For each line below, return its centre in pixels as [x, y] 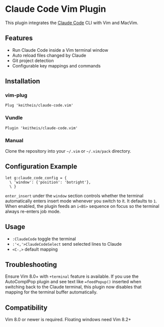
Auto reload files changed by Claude [49, 55]
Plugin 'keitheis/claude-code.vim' [41, 128]
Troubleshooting [31, 265]
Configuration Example [41, 167]
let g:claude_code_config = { [36, 178]
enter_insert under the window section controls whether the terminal [74, 196]
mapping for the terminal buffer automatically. [51, 292]
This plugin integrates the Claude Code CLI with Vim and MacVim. [72, 23]
